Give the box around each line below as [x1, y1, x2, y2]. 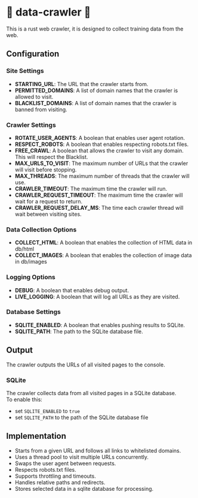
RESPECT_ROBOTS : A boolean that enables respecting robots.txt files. [14, 140, 189, 148]
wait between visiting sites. [14, 210, 82, 218]
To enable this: [6, 396, 43, 403]
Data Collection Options [6, 225, 77, 234]
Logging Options [6, 273, 55, 282]
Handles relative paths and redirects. [14, 478, 106, 486]
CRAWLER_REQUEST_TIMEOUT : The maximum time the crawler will [14, 191, 183, 198]
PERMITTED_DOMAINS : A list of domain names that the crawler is [14, 87, 178, 94]
